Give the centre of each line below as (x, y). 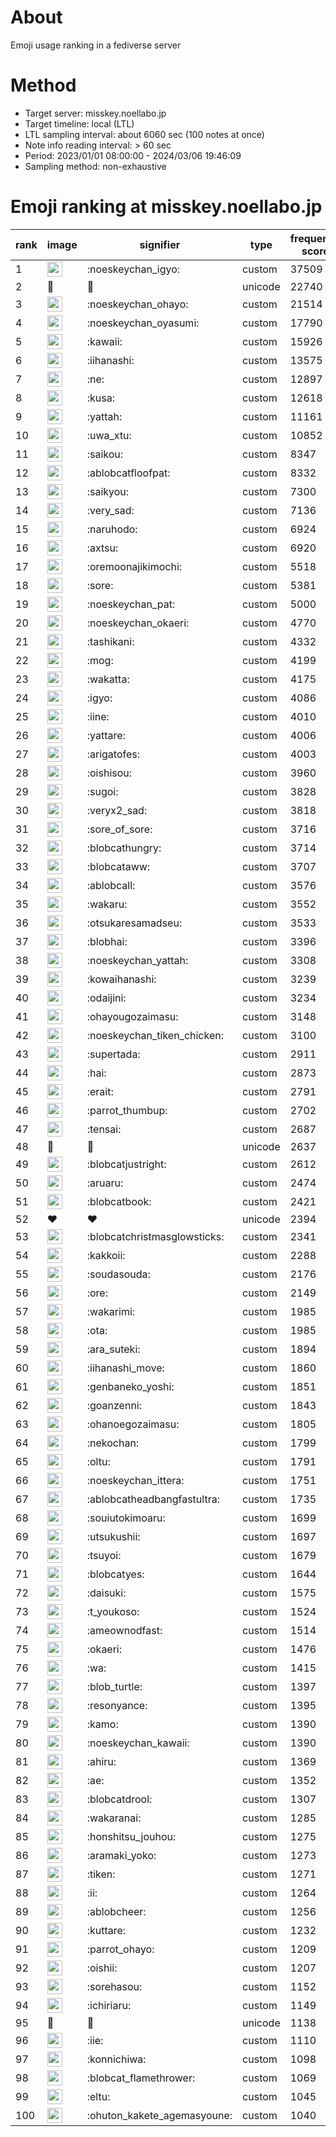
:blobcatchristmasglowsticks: (155, 1236)
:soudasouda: (118, 1274)
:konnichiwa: (116, 2059)
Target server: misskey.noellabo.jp (95, 113)
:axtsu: (102, 548)
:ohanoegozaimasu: (133, 1424)
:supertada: (113, 1054)
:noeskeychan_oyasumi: (143, 323)
